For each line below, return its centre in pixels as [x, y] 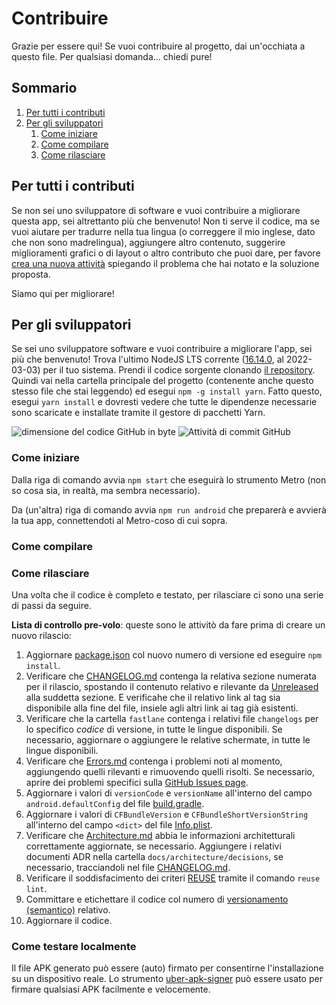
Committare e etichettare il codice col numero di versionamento [157, 899]
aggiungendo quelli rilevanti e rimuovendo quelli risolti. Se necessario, [170, 771]
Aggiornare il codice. [69, 920]
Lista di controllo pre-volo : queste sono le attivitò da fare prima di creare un [168, 624]
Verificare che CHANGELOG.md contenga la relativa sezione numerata [171, 676]
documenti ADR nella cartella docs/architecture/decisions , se [154, 856]
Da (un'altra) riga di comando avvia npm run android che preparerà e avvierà [169, 509]
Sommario [44, 88]
